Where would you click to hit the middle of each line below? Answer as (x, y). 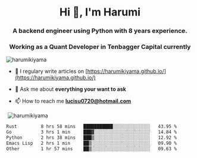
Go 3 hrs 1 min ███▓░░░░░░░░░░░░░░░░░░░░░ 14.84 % (92, 132)
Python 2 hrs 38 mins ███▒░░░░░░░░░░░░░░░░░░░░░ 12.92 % (92, 137)
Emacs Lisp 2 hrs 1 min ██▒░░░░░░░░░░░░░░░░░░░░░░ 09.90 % (92, 143)
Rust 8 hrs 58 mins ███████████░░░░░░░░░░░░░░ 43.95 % (92, 127)
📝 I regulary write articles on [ (51, 72)
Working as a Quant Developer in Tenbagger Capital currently (100, 47)
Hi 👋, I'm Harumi (100, 12)
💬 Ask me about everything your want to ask (70, 89)
